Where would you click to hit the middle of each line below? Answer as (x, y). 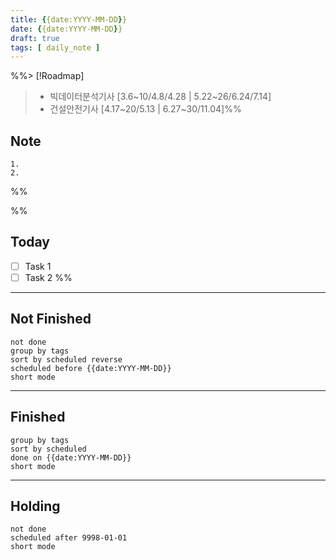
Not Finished (51, 319)
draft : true (35, 38)
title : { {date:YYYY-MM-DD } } (69, 19)
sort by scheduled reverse (66, 359)
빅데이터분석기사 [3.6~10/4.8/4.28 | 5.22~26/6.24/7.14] (160, 97)
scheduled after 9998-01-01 (69, 538)
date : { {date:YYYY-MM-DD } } (66, 29)
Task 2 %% (48, 277)
